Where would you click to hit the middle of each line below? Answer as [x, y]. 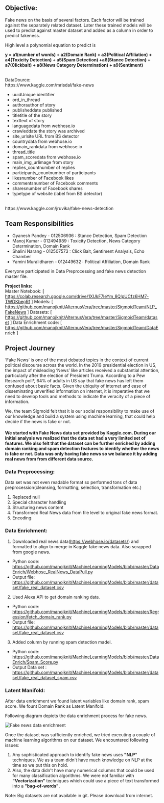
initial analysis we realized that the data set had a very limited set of [75, 438]
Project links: [19, 286]
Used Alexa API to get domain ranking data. [56, 597]
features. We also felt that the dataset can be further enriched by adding [80, 443]
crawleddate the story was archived [48, 131]
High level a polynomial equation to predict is [50, 45]
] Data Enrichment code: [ [36, 322]
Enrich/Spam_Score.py [35, 662]
